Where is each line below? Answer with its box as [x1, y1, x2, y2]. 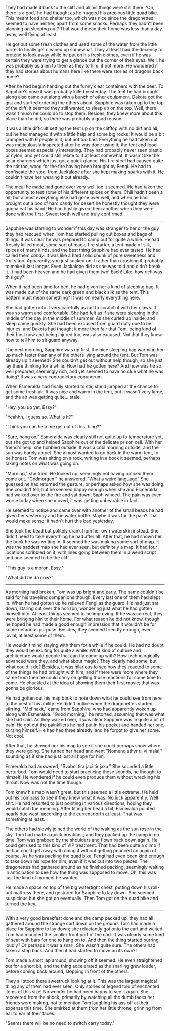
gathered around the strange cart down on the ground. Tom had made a [5, 921, 155, 926]
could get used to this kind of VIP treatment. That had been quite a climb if [5, 842, 160, 848]
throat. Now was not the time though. [5, 779, 83, 785]
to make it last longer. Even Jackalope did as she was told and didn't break [5, 263, 161, 269]
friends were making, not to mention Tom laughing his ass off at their [5, 1000, 149, 1006]
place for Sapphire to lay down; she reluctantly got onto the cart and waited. [5, 926, 164, 932]
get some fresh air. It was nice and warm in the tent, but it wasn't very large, [5, 389, 164, 395]
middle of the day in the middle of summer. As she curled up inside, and [5, 315, 155, 321]
